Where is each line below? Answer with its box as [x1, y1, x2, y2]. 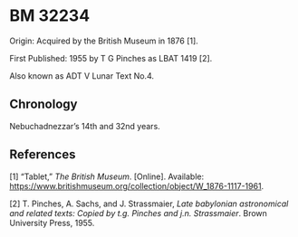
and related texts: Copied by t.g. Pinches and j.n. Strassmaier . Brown [9, 207, 267, 218]
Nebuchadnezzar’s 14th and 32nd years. [9, 120, 160, 131]
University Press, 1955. [9, 217, 95, 228]
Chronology [9, 97, 78, 112]
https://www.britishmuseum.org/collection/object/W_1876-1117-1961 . [9, 180, 264, 191]
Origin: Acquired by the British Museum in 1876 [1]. [9, 35, 199, 46]
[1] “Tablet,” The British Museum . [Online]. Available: [9, 171, 205, 182]
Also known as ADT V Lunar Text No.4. [9, 70, 154, 81]
